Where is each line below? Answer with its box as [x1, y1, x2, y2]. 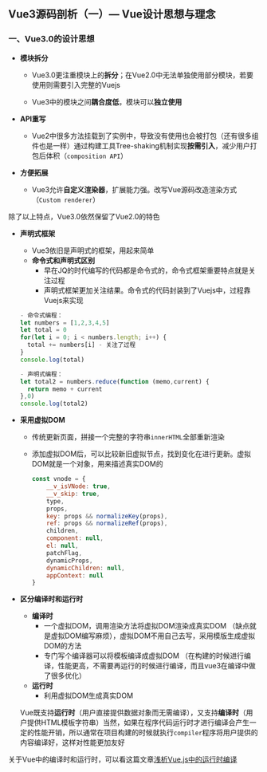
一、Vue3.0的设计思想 [8, 33, 95, 45]
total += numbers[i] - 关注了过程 [27, 341, 136, 349]
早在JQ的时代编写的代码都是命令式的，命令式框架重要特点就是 [43, 266, 249, 275]
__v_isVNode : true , [46, 482, 112, 490]
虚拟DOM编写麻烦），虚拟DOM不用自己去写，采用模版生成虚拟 [50, 631, 256, 640]
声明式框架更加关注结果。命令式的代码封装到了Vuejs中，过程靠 [43, 286, 251, 295]
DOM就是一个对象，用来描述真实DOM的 [31, 459, 163, 469]
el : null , [46, 542, 79, 550]
